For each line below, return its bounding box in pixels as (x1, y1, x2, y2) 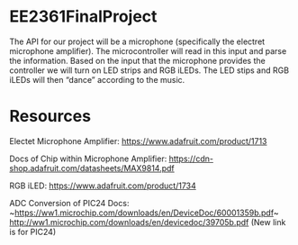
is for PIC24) (9, 226, 57, 237)
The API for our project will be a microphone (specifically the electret (9, 36, 266, 47)
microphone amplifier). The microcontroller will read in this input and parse (9, 45, 287, 56)
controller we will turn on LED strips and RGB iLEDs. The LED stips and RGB (9, 65, 290, 76)
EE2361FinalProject (9, 6, 158, 27)
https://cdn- (168, 153, 214, 164)
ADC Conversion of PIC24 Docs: (9, 197, 130, 208)
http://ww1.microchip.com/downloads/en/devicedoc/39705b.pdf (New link (9, 216, 286, 227)
